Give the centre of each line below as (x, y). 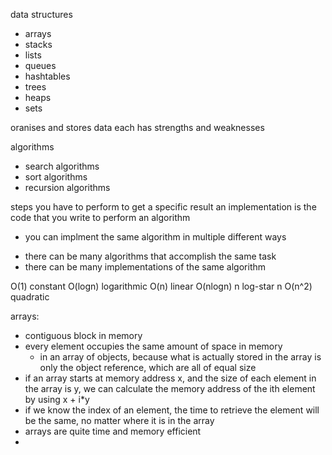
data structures (41, 14)
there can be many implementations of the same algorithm (145, 267)
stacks (38, 44)
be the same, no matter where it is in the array (119, 420)
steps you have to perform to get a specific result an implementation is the (163, 207)
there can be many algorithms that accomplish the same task (150, 256)
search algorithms (62, 166)
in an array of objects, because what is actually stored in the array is (180, 357)
